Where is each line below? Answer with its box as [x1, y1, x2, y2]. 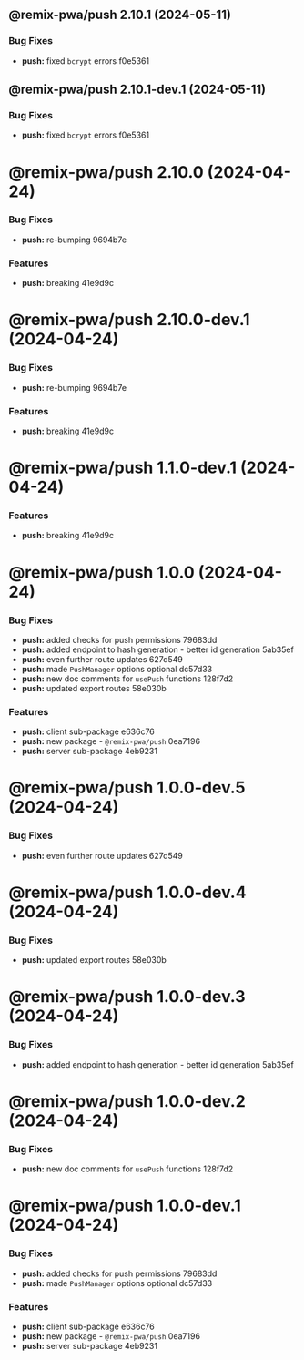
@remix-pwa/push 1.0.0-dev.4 [8, 882, 247, 903]
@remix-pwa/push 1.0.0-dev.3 [8, 987, 247, 1007]
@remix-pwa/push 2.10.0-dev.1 [8, 310, 251, 331]
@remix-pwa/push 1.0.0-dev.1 [8, 1195, 242, 1216]
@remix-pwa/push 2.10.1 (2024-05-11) [8, 7, 231, 23]
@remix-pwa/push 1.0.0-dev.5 [8, 778, 246, 798]
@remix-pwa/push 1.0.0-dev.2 [8, 1090, 247, 1111]
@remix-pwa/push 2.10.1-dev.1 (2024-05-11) [8, 82, 267, 97]
